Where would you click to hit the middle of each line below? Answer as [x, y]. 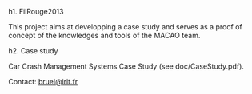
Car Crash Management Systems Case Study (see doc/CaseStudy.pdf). [126, 66]
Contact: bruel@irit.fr [43, 82]
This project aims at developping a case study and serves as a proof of [125, 27]
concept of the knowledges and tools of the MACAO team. [104, 35]
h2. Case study [33, 51]
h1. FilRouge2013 [36, 12]
